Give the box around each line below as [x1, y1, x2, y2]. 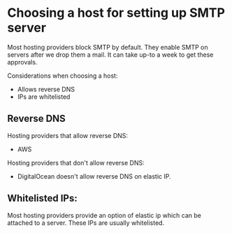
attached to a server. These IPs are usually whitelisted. [7, 219, 165, 227]
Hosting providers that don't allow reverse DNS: [7, 158, 145, 167]
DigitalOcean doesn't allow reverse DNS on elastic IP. [17, 172, 171, 180]
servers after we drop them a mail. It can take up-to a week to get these [7, 50, 214, 59]
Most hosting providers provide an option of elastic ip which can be [7, 211, 201, 219]
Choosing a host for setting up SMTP [7, 5, 226, 21]
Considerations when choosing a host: [7, 71, 118, 80]
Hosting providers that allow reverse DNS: [7, 131, 128, 139]
